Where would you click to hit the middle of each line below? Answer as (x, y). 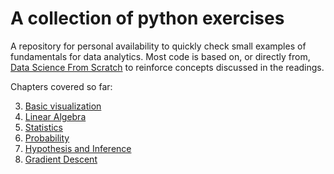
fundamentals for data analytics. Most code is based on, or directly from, (160, 56)
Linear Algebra (55, 116)
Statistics (44, 127)
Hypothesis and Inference (78, 148)
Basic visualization (63, 106)
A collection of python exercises (147, 18)
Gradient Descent (61, 159)
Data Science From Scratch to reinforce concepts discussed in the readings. (167, 67)
